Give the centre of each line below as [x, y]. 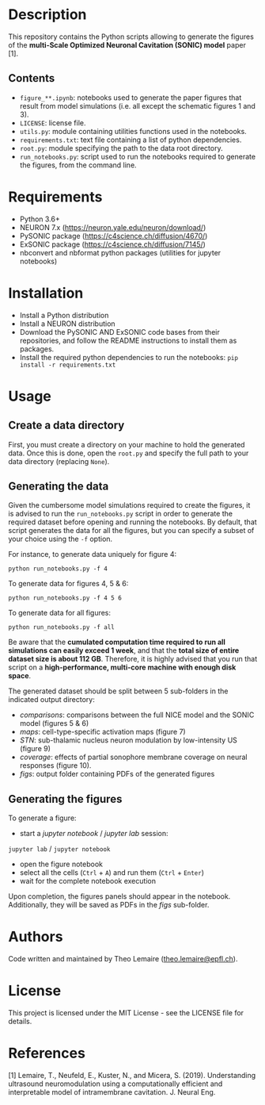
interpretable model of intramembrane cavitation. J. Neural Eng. [112, 1092]
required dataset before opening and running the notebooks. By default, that [132, 522]
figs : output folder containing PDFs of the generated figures [117, 774]
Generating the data [59, 487]
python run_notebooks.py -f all [61, 627]
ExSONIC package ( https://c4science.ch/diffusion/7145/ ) [112, 244]
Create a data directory [66, 426]
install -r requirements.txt [68, 365]
